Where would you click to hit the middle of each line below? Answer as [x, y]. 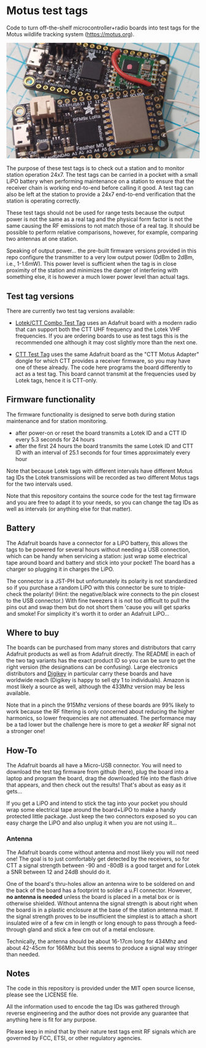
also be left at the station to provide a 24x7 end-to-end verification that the [101, 195]
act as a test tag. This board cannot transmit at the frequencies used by [105, 374]
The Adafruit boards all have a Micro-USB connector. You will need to [94, 766]
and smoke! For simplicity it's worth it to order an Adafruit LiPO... [88, 613]
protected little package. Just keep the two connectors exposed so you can [102, 817]
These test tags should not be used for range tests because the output [96, 213]
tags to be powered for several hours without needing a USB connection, [98, 549]
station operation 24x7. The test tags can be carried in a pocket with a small [102, 175]
